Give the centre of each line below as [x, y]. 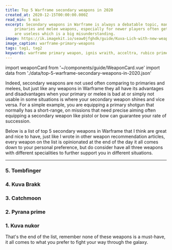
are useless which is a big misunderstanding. [65, 34]
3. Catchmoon [23, 198]
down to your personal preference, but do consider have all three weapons [84, 147]
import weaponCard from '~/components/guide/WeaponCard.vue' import [83, 68]
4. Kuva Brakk [23, 184]
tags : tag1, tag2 [24, 48]
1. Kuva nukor [23, 226]
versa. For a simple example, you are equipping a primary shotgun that [80, 105]
